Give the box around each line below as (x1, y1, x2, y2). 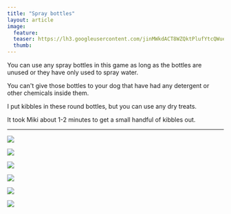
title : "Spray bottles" (7, 10, 76, 17)
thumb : (13, 42, 32, 49)
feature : (13, 29, 38, 36)
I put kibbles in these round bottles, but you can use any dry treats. (7, 103, 197, 110)
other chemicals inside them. (7, 89, 89, 97)
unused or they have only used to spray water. (7, 68, 139, 76)
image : (7, 23, 26, 30)
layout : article (7, 17, 54, 23)
